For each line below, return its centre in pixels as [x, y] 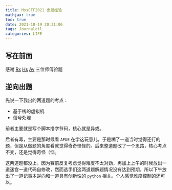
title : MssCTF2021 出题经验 [34, 10]
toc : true [16, 19]
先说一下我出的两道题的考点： [37, 100]
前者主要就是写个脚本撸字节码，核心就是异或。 [55, 128]
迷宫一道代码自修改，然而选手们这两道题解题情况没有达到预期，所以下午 [86, 169]
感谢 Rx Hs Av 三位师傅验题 [34, 69]
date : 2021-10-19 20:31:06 [34, 24]
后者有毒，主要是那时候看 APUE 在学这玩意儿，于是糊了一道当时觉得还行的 [83, 139]
